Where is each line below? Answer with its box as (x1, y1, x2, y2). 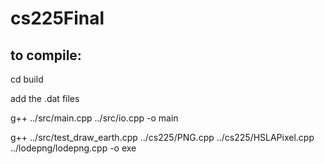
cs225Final (10, 7, 105, 30)
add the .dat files (10, 93, 80, 104)
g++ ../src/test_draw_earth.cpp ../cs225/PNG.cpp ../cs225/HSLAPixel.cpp (10, 132, 315, 143)
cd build (10, 73, 44, 85)
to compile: (10, 47, 82, 64)
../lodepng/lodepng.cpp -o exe (10, 142, 137, 154)
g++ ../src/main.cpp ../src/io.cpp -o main (10, 112, 179, 124)
